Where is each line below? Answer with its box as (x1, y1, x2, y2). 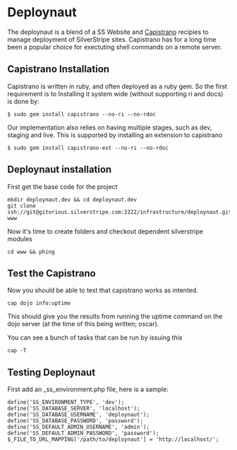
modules (7, 234, 33, 243)
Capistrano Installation (7, 63, 110, 75)
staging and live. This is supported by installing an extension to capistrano (7, 130, 223, 139)
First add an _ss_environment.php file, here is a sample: (7, 385, 169, 393)
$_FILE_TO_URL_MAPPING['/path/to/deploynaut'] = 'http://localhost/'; (7, 436, 219, 443)
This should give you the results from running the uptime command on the (7, 312, 223, 321)
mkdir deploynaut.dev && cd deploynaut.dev (7, 196, 138, 203)
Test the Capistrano (7, 267, 97, 279)
